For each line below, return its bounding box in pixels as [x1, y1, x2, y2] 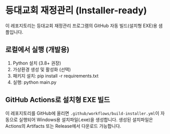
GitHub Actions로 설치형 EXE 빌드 [5, 96, 110, 104]
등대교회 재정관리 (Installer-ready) [5, 5, 147, 16]
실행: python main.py [12, 79, 57, 85]
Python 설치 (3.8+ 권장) [12, 60, 61, 66]
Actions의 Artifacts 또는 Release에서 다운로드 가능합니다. [5, 123, 121, 129]
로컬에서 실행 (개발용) [5, 46, 70, 54]
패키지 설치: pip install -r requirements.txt [12, 73, 99, 79]
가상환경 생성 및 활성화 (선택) [12, 66, 71, 72]
